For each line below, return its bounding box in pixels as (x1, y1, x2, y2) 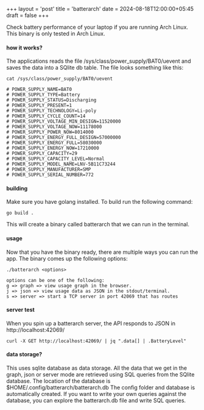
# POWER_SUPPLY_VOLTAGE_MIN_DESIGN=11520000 (6, 118, 121, 124)
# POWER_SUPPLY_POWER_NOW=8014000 (6, 129, 94, 135)
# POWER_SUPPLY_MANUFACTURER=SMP (6, 167, 91, 173)
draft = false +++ (6, 12, 49, 19)
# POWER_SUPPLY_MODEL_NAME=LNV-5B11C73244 (6, 161, 116, 167)
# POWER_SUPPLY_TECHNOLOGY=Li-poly (6, 108, 97, 114)
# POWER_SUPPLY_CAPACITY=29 (6, 151, 78, 157)
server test (6, 306, 35, 314)
